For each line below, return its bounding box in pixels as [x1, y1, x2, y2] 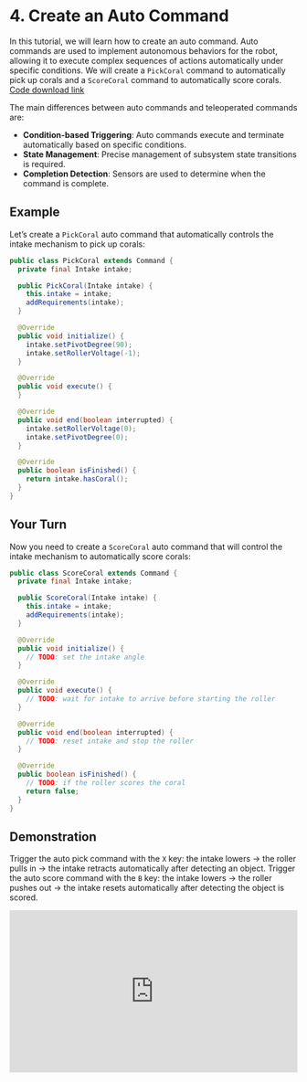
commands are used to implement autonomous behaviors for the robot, [9, 45, 279, 56]
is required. [22, 158, 66, 169]
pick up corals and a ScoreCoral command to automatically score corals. [9, 74, 281, 85]
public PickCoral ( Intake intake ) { [17, 281, 153, 291]
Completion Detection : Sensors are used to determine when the [22, 168, 267, 179]
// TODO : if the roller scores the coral [26, 779, 185, 788]
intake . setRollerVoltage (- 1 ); [26, 348, 142, 357]
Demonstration [9, 829, 98, 844]
